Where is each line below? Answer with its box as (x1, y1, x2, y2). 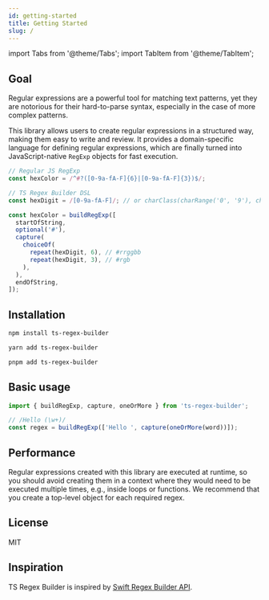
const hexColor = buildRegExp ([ (8, 210, 116, 219)
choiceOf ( (22, 241, 56, 249)
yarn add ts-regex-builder (8, 344, 98, 352)
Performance (8, 446, 76, 459)
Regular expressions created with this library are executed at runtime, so (8, 467, 248, 476)
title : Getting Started (8, 19, 88, 27)
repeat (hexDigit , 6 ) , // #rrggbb (29, 248, 142, 257)
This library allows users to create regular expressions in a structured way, (8, 126, 255, 136)
